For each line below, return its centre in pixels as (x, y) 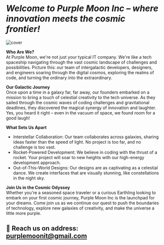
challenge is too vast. (34, 147)
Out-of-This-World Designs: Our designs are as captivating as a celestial (85, 167)
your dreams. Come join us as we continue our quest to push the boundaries (82, 203)
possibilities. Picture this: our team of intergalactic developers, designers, (79, 67)
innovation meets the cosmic (66, 19)
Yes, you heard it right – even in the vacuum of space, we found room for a (81, 113)
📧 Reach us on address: (42, 229)
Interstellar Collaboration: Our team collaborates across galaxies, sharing (86, 137)
